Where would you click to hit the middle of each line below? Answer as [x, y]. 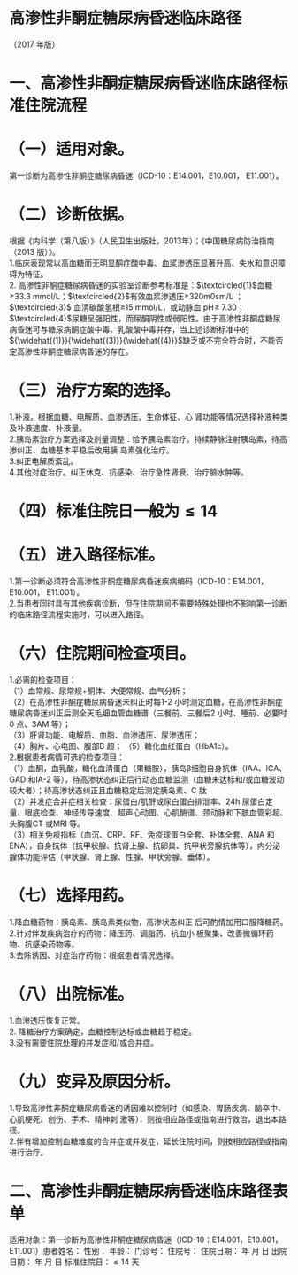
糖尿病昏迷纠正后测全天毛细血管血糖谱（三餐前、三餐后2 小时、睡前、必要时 [148, 713]
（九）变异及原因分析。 [95, 1082]
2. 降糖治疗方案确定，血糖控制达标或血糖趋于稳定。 [103, 1032]
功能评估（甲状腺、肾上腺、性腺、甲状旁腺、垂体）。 [119, 857]
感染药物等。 [56, 944]
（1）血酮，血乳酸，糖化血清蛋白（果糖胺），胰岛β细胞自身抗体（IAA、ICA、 [148, 768]
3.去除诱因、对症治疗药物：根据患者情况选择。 [94, 955]
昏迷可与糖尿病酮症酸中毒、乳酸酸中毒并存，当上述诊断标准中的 [133, 329]
